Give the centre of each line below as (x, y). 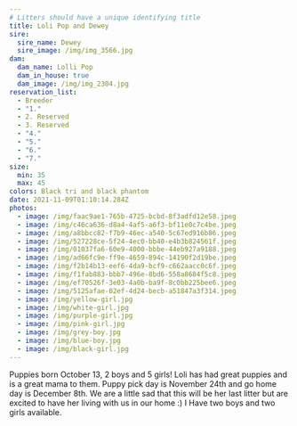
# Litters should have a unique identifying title (105, 17)
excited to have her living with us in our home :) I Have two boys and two (142, 403)
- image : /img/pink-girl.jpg (71, 324)
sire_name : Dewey (49, 42)
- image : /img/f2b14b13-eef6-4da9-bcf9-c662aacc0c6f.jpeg (127, 266)
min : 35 (32, 175)
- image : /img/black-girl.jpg (73, 348)
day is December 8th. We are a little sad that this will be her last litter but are (149, 393)
